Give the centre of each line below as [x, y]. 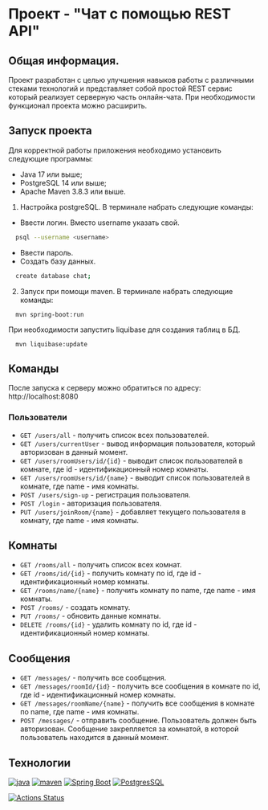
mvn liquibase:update [52, 344]
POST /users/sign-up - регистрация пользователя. [105, 494]
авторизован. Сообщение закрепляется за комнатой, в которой [129, 729]
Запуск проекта [50, 131]
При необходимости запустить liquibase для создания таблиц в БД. [124, 329]
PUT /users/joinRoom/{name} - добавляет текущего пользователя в [133, 512]
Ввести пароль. [47, 252]
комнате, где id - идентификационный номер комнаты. [114, 469]
